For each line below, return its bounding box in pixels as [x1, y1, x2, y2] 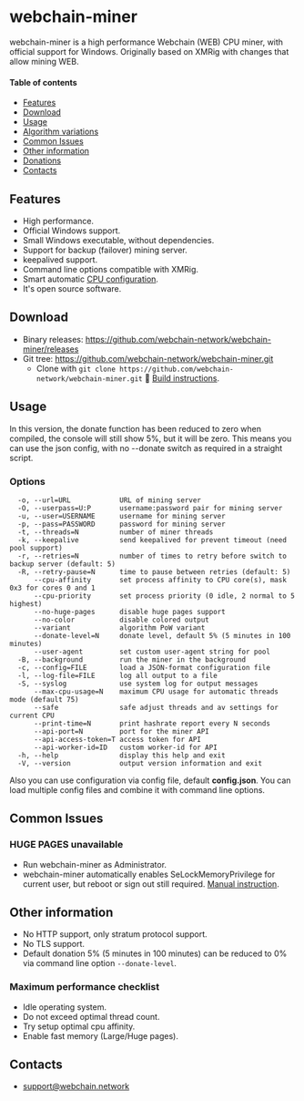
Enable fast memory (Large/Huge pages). [22, 1030, 179, 1041]
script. [9, 452, 34, 463]
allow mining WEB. [9, 56, 79, 67]
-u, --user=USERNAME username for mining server [17, 511, 226, 520]
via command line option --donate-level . [22, 958, 177, 969]
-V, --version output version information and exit [17, 758, 262, 767]
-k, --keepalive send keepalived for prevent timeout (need [17, 535, 287, 544]
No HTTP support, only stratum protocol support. [22, 929, 208, 940]
